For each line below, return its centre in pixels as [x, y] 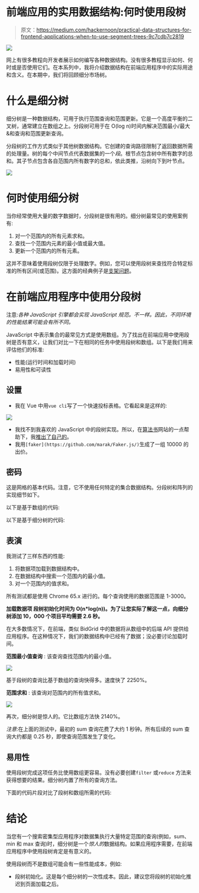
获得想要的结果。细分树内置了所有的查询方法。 [63, 780]
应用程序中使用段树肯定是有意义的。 [50, 851]
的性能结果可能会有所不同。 [40, 322]
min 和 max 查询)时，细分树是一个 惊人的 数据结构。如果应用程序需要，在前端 [99, 844]
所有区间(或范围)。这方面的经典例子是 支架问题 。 [76, 270]
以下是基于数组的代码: [33, 507]
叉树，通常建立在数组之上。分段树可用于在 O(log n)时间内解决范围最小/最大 [98, 126]
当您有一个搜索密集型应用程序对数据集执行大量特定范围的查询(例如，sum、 [98, 836]
